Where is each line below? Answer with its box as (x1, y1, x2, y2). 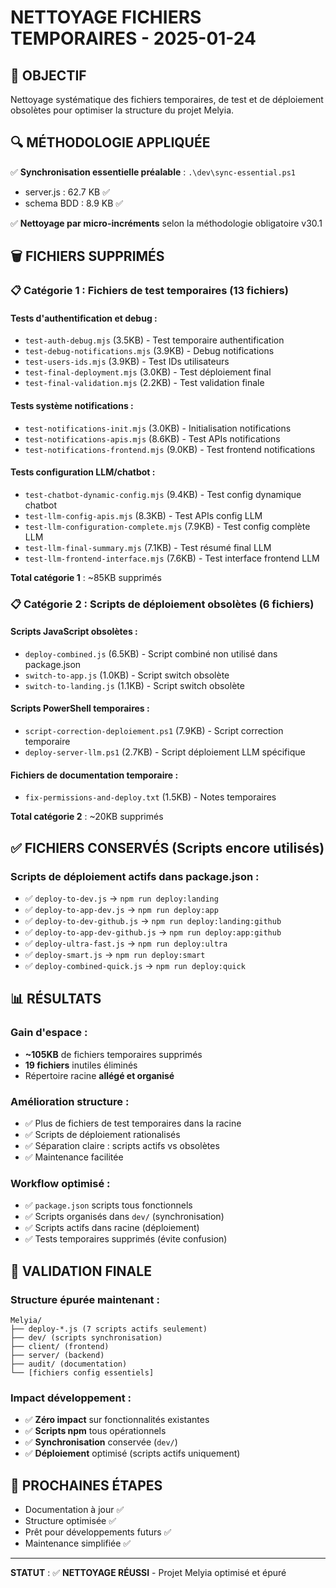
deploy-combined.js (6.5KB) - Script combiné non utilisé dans (24, 647, 278, 660)
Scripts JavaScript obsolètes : (10, 626, 138, 638)
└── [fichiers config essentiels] (10, 1367, 155, 1378)
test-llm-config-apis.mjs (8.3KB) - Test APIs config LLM (24, 509, 263, 521)
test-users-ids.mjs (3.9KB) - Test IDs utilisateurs (24, 356, 230, 368)
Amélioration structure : (10, 1094, 130, 1108)
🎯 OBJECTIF (10, 67, 87, 84)
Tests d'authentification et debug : (10, 312, 158, 324)
